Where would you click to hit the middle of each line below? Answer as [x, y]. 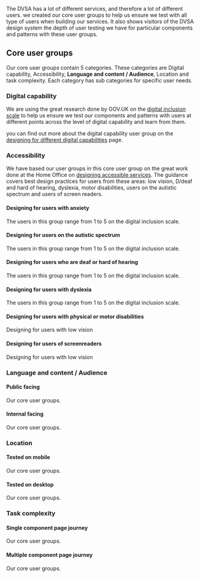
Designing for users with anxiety [48, 208]
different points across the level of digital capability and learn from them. [96, 122]
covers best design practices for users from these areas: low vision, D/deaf [99, 181]
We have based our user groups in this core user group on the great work [97, 168]
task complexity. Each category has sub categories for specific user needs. [100, 80]
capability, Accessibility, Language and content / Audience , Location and [98, 74]
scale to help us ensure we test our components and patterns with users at [99, 115]
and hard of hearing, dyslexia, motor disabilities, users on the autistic [92, 188]
